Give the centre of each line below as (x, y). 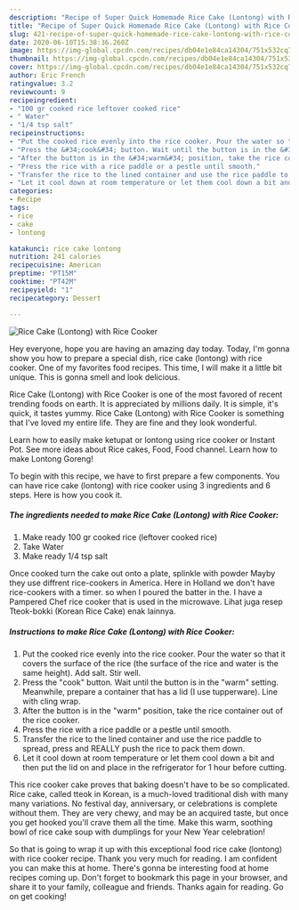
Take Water (43, 547)
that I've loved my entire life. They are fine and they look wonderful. (133, 423)
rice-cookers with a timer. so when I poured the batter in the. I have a (136, 592)
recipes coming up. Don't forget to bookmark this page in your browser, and (149, 878)
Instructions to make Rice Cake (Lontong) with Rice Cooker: (122, 632)
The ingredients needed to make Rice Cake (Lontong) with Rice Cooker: (144, 515)
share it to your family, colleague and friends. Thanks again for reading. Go (146, 887)
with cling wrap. (52, 701)
